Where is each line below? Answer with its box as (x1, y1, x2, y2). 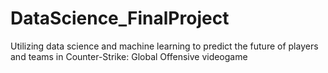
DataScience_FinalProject (10, 7, 230, 30)
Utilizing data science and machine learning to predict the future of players (10, 40, 319, 52)
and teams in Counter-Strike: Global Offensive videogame (10, 50, 248, 62)
